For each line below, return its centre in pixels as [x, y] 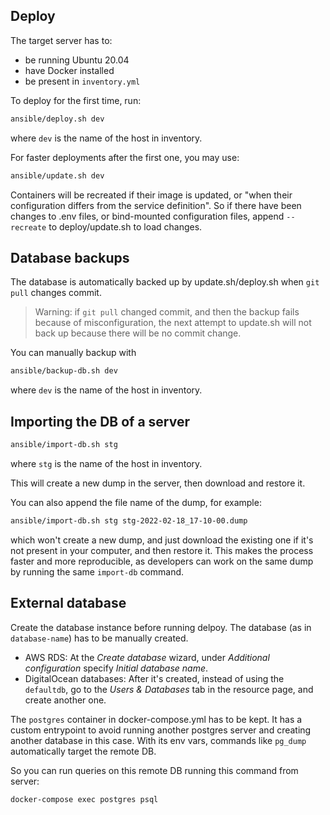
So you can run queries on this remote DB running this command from [154, 770]
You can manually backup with [73, 353]
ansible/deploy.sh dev [57, 119]
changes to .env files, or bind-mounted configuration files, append [147, 216]
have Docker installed [69, 70]
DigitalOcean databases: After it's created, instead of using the [154, 678]
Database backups [70, 257]
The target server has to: [61, 40]
